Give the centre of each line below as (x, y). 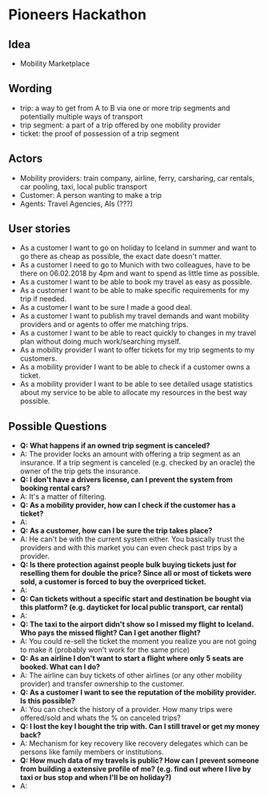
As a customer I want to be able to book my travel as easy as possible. (136, 282)
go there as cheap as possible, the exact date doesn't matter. (121, 256)
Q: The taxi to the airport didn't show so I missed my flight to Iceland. (137, 624)
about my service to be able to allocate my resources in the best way (134, 392)
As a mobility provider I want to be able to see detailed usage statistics (136, 384)
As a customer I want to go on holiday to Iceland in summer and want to (138, 248)
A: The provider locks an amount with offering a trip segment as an (130, 454)
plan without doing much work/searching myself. (100, 341)
